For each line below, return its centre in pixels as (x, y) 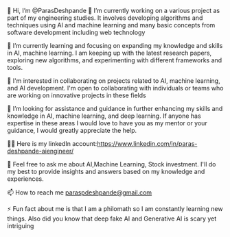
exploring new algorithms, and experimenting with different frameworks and (115, 60)
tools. (15, 67)
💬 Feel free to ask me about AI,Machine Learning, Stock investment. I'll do (112, 164)
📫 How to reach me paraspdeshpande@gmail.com (80, 192)
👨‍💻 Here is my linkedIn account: (52, 144)
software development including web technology (76, 32)
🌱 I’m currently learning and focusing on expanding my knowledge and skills (115, 46)
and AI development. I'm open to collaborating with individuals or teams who (115, 88)
